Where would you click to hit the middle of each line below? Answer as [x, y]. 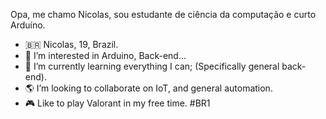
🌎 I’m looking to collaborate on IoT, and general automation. [148, 88]
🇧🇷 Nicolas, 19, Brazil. [71, 44]
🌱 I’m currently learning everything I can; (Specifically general [152, 66]
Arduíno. [28, 25]
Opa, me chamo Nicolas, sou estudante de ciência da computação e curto [163, 14]
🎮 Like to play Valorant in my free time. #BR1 [117, 103]
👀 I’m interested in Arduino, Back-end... [105, 55]
